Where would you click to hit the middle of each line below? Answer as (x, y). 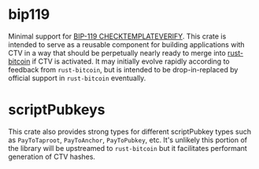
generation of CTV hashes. (52, 156)
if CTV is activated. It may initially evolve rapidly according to (131, 61)
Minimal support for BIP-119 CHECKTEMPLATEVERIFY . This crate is (117, 36)
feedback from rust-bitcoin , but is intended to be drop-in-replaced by (123, 69)
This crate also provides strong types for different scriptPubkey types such (130, 131)
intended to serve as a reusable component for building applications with (127, 44)
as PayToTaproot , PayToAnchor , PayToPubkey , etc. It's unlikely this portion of (128, 140)
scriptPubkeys (57, 110)
